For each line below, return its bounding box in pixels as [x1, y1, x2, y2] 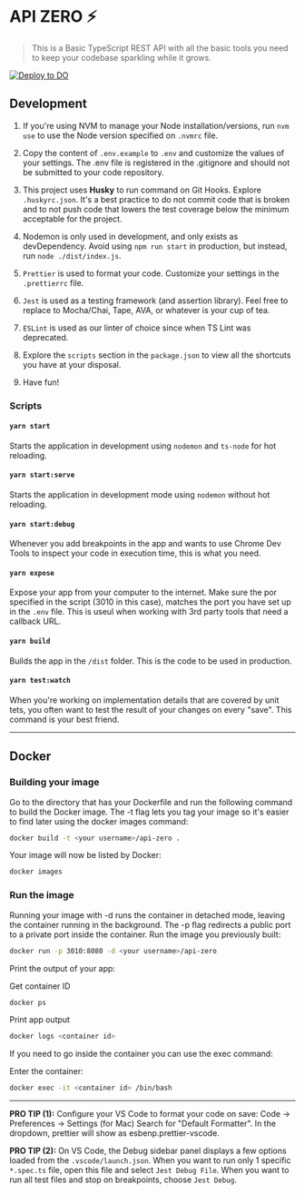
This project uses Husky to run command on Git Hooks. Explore [22, 184, 261, 195]
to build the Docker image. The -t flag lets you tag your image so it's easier [9, 806, 290, 817]
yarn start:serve [9, 470, 75, 480]
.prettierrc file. [22, 277, 84, 288]
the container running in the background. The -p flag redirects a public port [9, 919, 291, 930]
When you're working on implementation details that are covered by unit [9, 695, 280, 706]
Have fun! [22, 377, 60, 388]
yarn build [9, 636, 51, 646]
